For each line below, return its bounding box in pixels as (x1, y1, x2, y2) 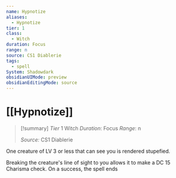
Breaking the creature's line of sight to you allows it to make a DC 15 (6, 159, 171, 166)
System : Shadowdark (6, 69, 54, 75)
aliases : (6, 14, 28, 20)
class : (6, 31, 22, 37)
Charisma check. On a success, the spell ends (6, 165, 119, 172)
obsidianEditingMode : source (6, 80, 77, 86)
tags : (6, 58, 19, 64)
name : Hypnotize (6, 8, 46, 15)
